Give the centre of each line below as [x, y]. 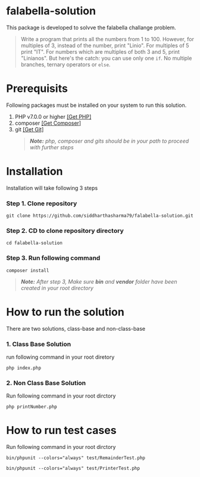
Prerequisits [37, 89]
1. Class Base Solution [39, 344]
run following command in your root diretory [60, 357]
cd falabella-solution [34, 243]
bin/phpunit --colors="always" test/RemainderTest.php [76, 458]
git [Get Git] [29, 129]
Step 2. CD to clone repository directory [65, 231]
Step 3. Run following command [53, 258]
